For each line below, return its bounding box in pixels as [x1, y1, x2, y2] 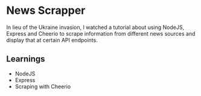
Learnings [6, 54, 45, 64]
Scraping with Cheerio [14, 83, 71, 90]
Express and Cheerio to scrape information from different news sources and [6, 30, 196, 37]
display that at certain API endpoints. [6, 36, 98, 43]
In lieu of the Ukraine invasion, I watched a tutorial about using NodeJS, [6, 24, 185, 31]
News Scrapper [6, 4, 86, 18]
